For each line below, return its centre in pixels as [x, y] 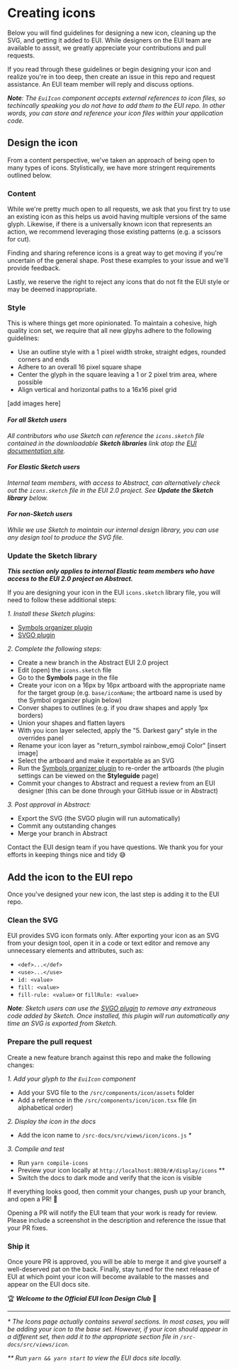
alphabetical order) [45, 1107]
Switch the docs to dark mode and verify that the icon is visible [109, 1177]
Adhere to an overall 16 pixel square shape [79, 367]
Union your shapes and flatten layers [71, 723]
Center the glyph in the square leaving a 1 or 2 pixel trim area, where [117, 375]
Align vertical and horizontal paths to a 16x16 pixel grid [97, 390]
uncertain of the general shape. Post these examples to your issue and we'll [118, 261]
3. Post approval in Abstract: [49, 805]
